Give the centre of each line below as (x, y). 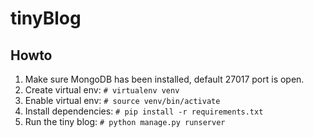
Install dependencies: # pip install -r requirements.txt (144, 111)
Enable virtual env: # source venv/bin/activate (122, 100)
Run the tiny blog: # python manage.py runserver (125, 121)
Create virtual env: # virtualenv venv (102, 90)
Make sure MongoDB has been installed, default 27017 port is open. (164, 79)
